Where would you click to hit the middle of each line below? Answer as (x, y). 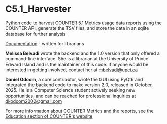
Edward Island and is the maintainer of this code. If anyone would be (77, 64)
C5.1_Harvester (38, 9)
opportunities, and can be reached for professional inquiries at (71, 96)
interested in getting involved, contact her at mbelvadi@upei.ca (72, 70)
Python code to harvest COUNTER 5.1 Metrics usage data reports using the (84, 23)
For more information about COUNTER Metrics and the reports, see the (79, 111)
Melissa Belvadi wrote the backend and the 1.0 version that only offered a (82, 53)
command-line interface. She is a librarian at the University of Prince (77, 58)
